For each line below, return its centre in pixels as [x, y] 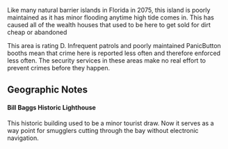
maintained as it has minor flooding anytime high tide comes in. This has [111, 17]
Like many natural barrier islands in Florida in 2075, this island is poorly [109, 10]
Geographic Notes [48, 90]
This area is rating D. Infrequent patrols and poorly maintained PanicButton [114, 46]
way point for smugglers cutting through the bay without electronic [103, 130]
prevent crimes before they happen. [58, 68]
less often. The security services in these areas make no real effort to [107, 61]
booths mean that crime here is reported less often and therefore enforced [114, 53]
